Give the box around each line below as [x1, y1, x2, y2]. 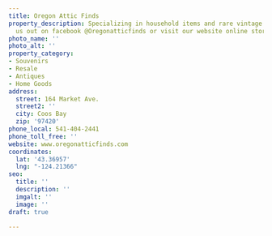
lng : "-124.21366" [15, 163, 79, 171]
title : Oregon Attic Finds [8, 11, 100, 20]
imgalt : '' [15, 192, 53, 201]
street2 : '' [15, 102, 57, 110]
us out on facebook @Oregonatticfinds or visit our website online [15, 27, 249, 35]
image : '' [15, 200, 49, 208]
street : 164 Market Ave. [15, 95, 100, 103]
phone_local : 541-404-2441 [8, 125, 100, 133]
